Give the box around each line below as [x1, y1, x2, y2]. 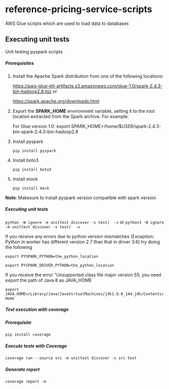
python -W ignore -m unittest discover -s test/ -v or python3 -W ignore [5, 219, 164, 225]
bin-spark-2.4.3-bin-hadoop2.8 [12, 128, 78, 135]
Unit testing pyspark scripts [5, 48, 63, 54]
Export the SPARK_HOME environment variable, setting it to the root [12, 108, 155, 114]
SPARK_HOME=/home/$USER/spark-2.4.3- [71, 123, 161, 129]
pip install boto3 [12, 167, 52, 172]
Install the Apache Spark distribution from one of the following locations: [12, 73, 164, 79]
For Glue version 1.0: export [12, 123, 70, 129]
